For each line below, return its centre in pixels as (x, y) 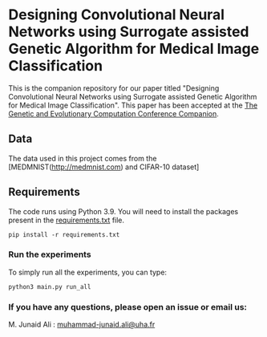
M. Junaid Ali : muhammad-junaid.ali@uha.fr (82, 325)
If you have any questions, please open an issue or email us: (127, 307)
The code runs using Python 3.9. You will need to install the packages (123, 211)
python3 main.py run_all (50, 286)
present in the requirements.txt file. (67, 220)
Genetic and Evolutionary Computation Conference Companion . (113, 113)
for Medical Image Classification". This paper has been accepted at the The (133, 105)
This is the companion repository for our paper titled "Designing (114, 88)
